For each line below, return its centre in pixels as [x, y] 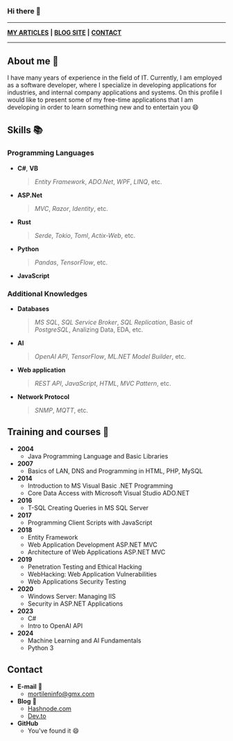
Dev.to [37, 716]
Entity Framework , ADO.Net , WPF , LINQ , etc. [98, 181]
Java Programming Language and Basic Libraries [98, 456]
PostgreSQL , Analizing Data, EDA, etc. [89, 330]
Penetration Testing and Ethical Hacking [85, 567]
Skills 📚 [25, 130]
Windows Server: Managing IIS [72, 596]
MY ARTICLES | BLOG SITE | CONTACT [64, 33]
